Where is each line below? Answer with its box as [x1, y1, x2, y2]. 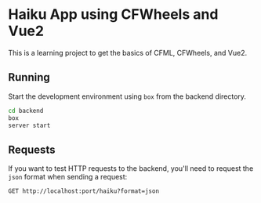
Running [8, 71, 51, 84]
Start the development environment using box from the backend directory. [8, 92, 247, 101]
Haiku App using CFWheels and [8, 5, 219, 24]
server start [8, 121, 51, 129]
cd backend [8, 107, 44, 114]
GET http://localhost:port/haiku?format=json [8, 187, 159, 195]
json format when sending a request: [8, 172, 128, 182]
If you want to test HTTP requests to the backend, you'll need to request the [8, 164, 254, 173]
